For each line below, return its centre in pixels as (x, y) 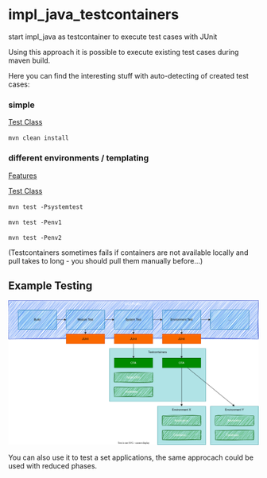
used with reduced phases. (53, 466)
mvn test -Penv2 (35, 237)
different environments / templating (79, 158)
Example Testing (50, 285)
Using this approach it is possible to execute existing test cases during (124, 52)
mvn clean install (39, 138)
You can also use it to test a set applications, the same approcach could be (131, 457)
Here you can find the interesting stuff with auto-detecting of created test (128, 75)
